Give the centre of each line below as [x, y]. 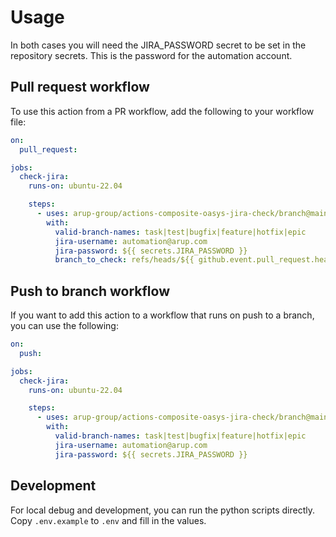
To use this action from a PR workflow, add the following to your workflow [162, 111]
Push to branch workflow [90, 291]
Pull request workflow [80, 87]
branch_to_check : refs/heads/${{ [124, 260]
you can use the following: [64, 326]
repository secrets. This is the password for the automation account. [151, 55]
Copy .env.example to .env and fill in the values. [108, 520]
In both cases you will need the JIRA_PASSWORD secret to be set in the [158, 45]
